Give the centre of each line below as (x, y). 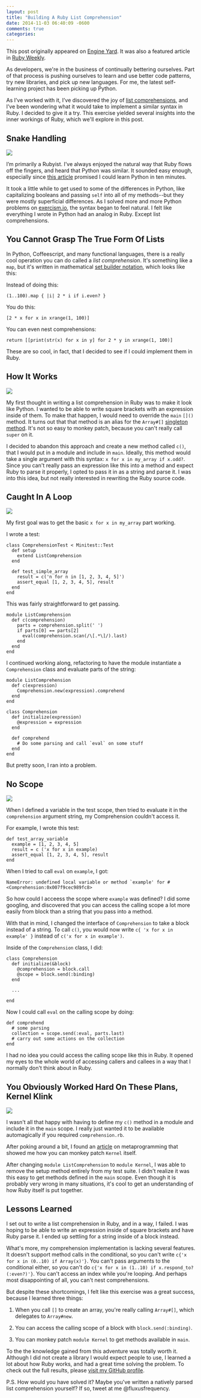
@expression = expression (49, 723)
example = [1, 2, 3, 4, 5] (45, 844)
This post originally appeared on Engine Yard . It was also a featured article (98, 51)
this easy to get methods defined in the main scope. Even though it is (91, 1177)
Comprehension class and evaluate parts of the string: (71, 669)
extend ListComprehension (49, 556)
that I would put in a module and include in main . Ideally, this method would (98, 453)
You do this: (21, 307)
